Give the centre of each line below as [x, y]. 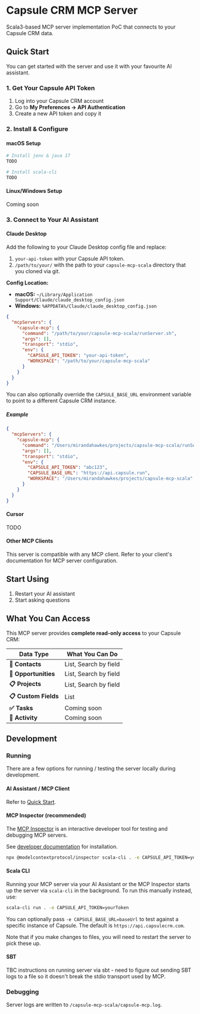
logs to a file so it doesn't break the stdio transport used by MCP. [86, 976]
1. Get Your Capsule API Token [51, 88]
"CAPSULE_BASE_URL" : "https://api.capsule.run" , [89, 473]
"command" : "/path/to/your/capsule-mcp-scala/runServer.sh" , [99, 333]
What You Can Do [92, 654]
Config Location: [27, 283]
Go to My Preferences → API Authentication [70, 107]
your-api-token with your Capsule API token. [70, 259]
